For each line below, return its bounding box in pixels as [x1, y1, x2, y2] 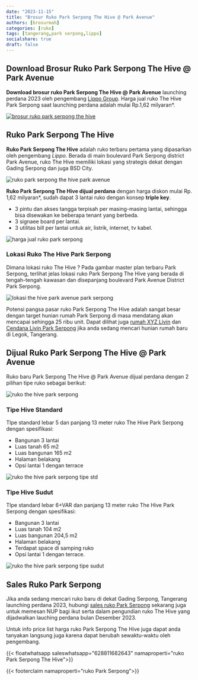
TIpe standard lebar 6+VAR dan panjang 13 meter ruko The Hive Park [6, 502, 175, 509]
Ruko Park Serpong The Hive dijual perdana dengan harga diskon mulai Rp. [6, 187, 193, 194]
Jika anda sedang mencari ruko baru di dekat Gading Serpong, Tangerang [6, 595, 187, 602]
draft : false [6, 42, 39, 48]
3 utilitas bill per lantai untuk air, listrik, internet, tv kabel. [14, 224, 153, 231]
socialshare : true [6, 36, 52, 42]
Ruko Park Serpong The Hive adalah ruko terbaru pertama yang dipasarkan [6, 146, 191, 153]
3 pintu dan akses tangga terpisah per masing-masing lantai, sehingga [14, 205, 187, 212]
